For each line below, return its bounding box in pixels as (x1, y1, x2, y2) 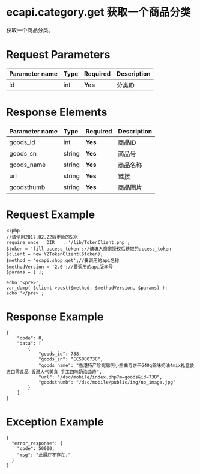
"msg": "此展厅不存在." (17, 452, 71, 458)
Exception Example (6, 415, 104, 428)
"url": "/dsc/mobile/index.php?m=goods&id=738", (38, 374, 163, 380)
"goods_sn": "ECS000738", (38, 356, 103, 362)
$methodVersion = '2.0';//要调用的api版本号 (6, 264, 113, 270)
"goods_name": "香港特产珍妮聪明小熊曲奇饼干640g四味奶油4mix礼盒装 (38, 362, 195, 368)
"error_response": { (11, 440, 63, 446)
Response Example (6, 310, 104, 323)
